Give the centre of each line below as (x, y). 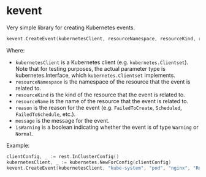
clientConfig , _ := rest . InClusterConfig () (63, 156)
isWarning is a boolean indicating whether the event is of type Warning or (107, 127)
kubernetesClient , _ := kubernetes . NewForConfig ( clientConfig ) (89, 162)
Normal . (24, 133)
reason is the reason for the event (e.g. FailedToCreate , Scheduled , (98, 107)
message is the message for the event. (63, 120)
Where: (16, 50)
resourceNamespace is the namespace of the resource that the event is (103, 81)
